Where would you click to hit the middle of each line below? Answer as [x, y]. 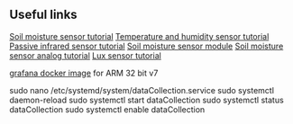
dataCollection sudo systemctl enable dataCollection [107, 109]
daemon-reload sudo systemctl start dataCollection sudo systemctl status [146, 100]
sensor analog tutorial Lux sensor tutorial [86, 55]
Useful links [44, 15]
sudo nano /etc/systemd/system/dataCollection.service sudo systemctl [142, 90]
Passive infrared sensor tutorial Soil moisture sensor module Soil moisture [146, 46]
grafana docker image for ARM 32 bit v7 [84, 73]
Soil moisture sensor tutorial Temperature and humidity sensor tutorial [139, 36]
